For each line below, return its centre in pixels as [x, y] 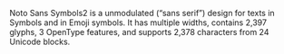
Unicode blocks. [40, 41]
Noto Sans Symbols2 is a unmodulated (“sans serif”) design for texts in [142, 13]
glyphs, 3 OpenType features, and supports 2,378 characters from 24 [139, 32]
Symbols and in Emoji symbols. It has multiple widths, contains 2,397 [138, 22]
